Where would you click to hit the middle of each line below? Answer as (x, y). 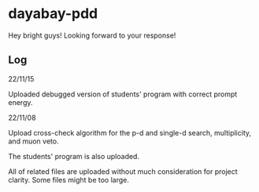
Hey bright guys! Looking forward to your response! (92, 35)
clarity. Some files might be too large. (69, 179)
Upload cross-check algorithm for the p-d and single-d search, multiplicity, (130, 132)
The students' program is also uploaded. (74, 156)
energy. (20, 102)
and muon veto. (33, 141)
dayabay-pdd (53, 14)
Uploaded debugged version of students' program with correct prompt (123, 94)
